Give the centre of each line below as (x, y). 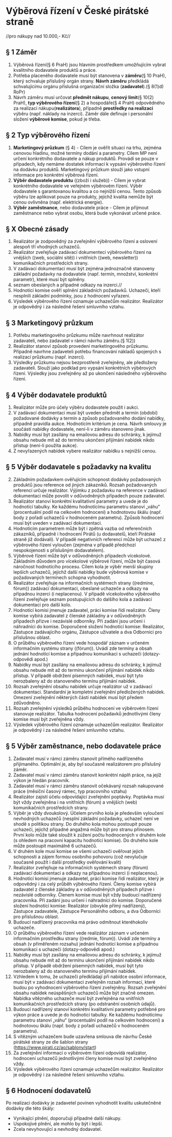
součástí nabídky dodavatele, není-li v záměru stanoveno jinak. (79, 429)
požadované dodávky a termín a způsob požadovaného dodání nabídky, (89, 418)
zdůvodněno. (27, 703)
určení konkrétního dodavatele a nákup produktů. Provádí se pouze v (86, 158)
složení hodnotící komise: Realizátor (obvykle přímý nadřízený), (80, 906)
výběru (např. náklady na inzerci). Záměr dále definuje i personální (83, 113)
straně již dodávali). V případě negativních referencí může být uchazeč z (89, 539)
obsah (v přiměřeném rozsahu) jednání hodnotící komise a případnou (86, 944)
